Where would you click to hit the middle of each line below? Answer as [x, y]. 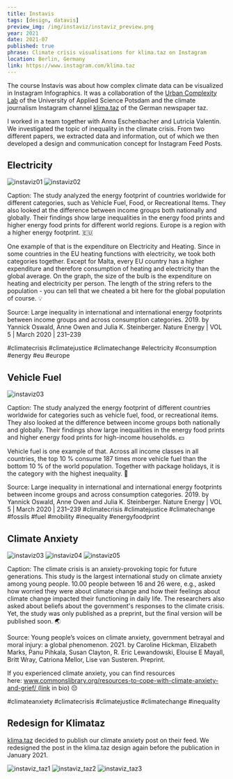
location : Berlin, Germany [46, 59]
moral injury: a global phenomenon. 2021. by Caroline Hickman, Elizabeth [112, 645]
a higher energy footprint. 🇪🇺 [50, 233]
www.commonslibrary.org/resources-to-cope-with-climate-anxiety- [121, 681]
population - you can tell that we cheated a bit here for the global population [116, 291]
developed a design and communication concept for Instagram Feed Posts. [115, 143]
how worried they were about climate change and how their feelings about [114, 591]
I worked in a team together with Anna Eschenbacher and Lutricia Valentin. [114, 121]
